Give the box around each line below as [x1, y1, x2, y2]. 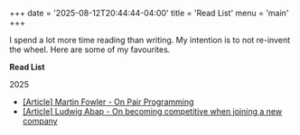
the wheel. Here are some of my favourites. [9, 44, 171, 55]
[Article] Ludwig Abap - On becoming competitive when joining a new [22, 106, 283, 116]
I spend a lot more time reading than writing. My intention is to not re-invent [9, 35, 291, 45]
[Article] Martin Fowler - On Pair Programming [22, 96, 194, 107]
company [22, 116, 58, 126]
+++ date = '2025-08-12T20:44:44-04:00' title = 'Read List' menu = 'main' [9, 8, 289, 18]
